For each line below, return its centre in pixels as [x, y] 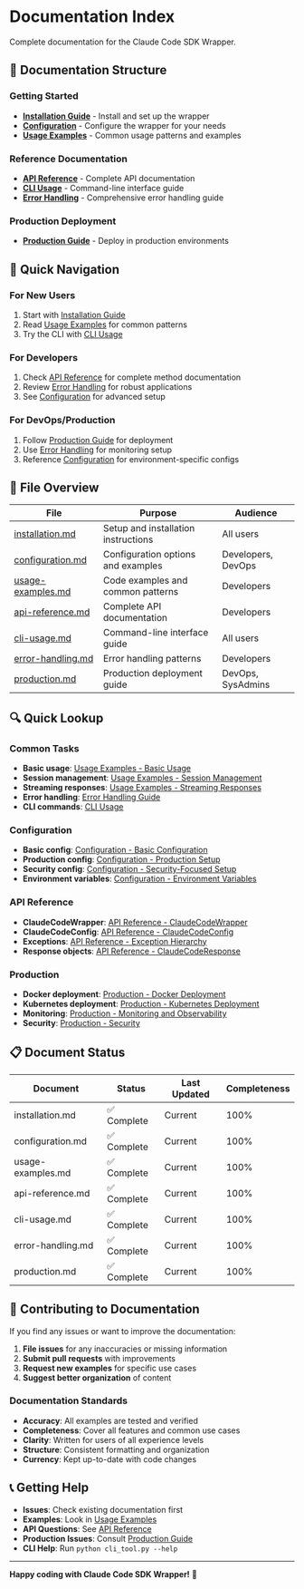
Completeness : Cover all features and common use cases [131, 1430]
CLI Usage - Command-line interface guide [103, 188]
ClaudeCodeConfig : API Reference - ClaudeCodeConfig [128, 932]
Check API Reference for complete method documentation [132, 377]
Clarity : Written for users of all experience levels [113, 1439]
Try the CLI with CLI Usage [73, 334]
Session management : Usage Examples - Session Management [142, 778]
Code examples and [145, 580]
